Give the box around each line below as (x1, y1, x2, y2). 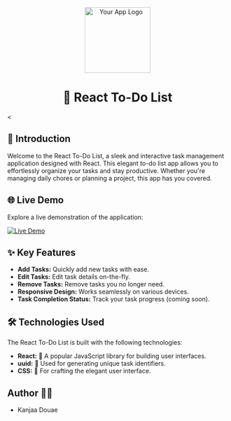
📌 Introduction (7, 133, 71, 145)
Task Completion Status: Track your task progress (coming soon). (17, 295, 210, 303)
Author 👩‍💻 (7, 387, 53, 399)
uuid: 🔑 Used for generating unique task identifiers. (17, 359, 166, 368)
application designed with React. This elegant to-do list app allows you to (7, 159, 218, 167)
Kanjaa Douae (17, 406, 58, 414)
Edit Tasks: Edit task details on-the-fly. (17, 272, 131, 281)
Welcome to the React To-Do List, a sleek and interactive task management (7, 151, 225, 160)
